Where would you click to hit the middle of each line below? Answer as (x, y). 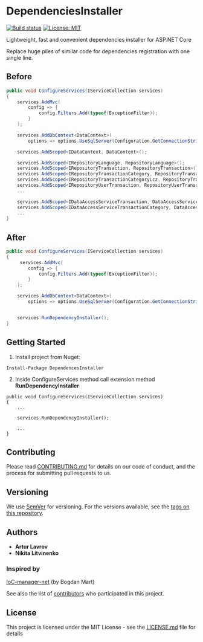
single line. (20, 57)
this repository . (25, 513)
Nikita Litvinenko (37, 553)
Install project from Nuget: (47, 357)
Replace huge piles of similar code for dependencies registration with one (98, 51)
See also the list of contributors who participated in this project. (85, 594)
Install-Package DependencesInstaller (55, 368)
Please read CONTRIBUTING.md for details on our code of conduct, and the (101, 467)
